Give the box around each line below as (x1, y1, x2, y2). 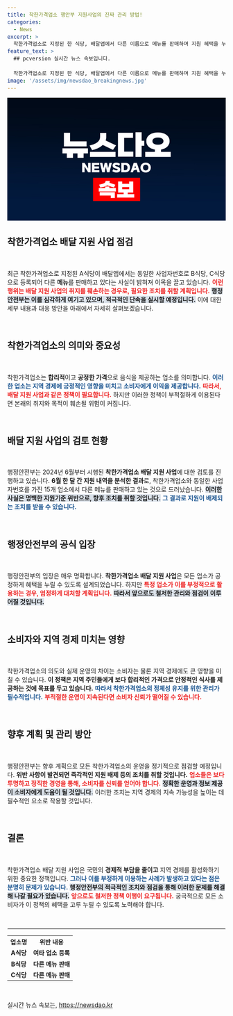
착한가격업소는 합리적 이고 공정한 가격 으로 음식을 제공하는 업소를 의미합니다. (7, 372, 211, 382)
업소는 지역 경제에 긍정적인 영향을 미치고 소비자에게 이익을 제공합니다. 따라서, (14, 382, 222, 390)
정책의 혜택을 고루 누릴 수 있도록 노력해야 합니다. (33, 900, 164, 908)
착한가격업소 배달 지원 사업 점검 (7, 236, 134, 248)
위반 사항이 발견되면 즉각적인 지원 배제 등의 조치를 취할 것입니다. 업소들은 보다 (16, 770, 225, 778)
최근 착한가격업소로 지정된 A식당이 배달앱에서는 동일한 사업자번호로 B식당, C (7, 269, 214, 277)
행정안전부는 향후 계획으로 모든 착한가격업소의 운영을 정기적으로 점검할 (7, 762, 198, 770)
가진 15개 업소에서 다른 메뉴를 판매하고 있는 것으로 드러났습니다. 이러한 (31, 485, 223, 493)
